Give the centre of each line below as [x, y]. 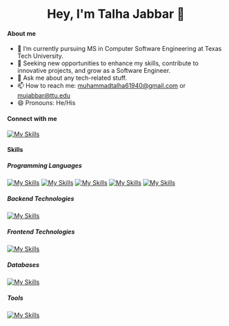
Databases [23, 265]
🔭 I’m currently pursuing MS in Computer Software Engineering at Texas [119, 49]
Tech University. [40, 56]
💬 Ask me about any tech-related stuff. [72, 78]
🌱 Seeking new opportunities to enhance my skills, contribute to [108, 63]
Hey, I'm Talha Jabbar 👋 [116, 14]
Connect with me [32, 118]
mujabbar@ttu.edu [44, 96]
